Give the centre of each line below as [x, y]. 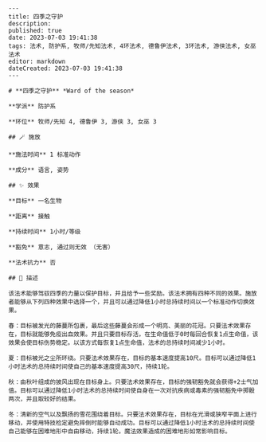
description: [30, 24]
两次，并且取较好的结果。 [44, 399]
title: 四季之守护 [36, 17]
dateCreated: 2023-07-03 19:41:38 [66, 68]
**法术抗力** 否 [32, 263]
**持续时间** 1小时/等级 [45, 232]
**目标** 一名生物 [35, 201]
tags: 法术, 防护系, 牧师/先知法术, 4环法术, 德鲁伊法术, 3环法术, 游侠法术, [125, 46]
